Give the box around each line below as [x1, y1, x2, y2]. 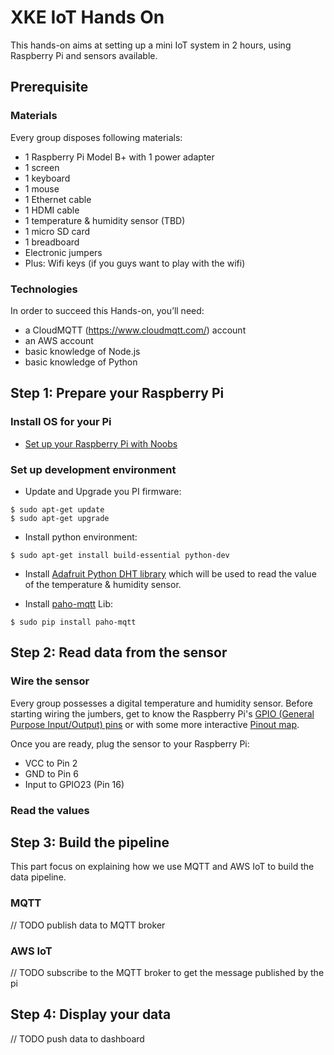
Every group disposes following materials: [10, 131, 183, 143]
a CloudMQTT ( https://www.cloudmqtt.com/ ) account [24, 324, 247, 336]
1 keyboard [24, 172, 71, 184]
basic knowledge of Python [24, 356, 138, 368]
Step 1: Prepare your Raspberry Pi [10, 385, 225, 402]
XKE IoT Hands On [10, 6, 165, 29]
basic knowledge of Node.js [24, 345, 141, 357]
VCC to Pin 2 [24, 757, 78, 769]
